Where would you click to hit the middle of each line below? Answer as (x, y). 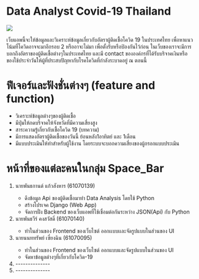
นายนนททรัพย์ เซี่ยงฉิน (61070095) (54, 237)
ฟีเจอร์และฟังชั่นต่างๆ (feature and (81, 85)
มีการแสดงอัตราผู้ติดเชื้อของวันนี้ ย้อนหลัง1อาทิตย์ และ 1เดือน (75, 136)
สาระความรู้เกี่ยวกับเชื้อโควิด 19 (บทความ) (57, 129)
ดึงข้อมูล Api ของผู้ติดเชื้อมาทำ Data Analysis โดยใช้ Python (89, 198)
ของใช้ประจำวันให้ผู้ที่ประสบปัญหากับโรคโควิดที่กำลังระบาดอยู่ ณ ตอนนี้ (77, 60)
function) (31, 99)
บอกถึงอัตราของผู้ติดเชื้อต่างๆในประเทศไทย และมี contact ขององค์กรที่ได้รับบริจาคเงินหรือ (97, 53)
